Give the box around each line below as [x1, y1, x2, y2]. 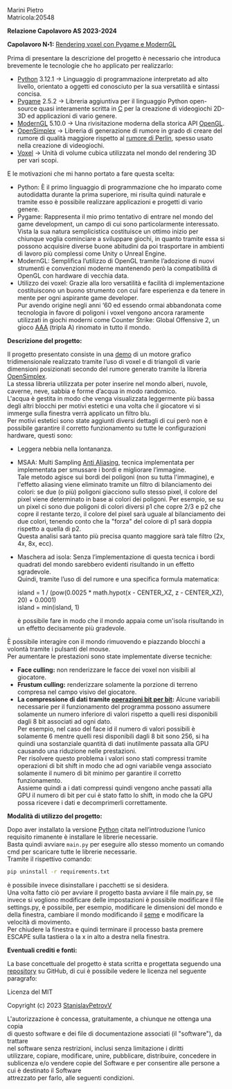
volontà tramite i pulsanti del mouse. [7, 645, 111, 653]
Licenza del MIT [7, 988, 53, 996]
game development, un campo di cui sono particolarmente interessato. [17, 220, 220, 228]
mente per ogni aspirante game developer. [17, 294, 139, 301]
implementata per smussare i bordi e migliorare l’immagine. [17, 465, 187, 474]
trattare [7, 1036, 29, 1045]
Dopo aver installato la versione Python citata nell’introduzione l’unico [7, 826, 206, 833]
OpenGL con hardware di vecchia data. [17, 272, 130, 280]
